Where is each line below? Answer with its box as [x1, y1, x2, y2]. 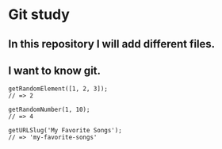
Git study [8, 6, 70, 24]
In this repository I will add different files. [8, 37, 216, 51]
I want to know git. [8, 63, 101, 77]
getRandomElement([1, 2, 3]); [8, 85, 109, 93]
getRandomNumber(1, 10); [8, 105, 90, 114]
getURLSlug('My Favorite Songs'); [8, 127, 123, 135]
